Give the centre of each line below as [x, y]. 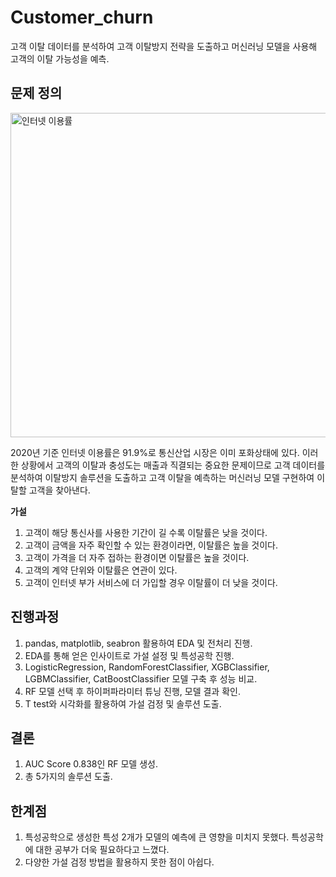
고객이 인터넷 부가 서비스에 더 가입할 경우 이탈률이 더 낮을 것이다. [151, 582]
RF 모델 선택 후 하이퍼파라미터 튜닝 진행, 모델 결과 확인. [132, 691]
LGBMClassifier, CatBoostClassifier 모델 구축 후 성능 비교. [141, 678]
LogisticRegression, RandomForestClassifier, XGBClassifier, [147, 667]
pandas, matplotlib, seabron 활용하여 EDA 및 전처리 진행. [138, 643]
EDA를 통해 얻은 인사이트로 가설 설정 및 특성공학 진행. [129, 655]
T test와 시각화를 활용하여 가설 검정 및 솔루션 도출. [123, 703]
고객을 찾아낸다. [59, 490]
